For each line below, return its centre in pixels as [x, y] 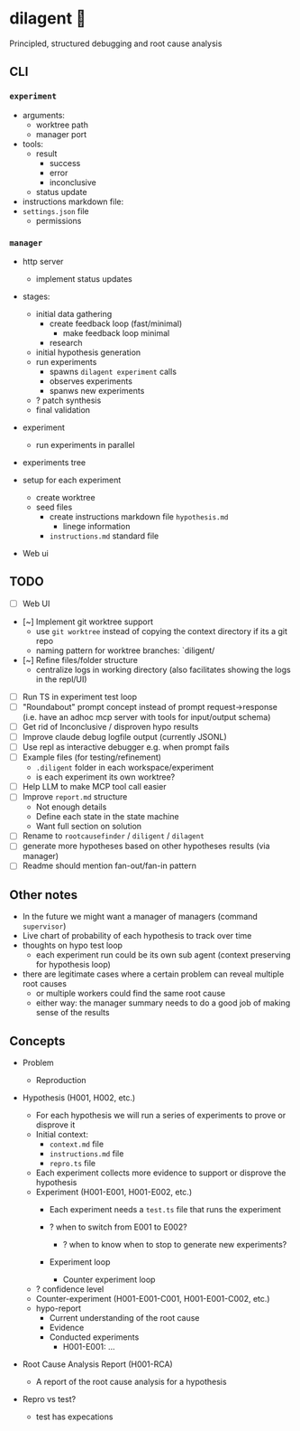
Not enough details [71, 807]
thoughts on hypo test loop [73, 945]
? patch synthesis [68, 400]
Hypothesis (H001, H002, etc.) [79, 1098]
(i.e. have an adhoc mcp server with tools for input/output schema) [146, 716]
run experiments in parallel [85, 444]
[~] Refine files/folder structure [80, 659]
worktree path [62, 125]
